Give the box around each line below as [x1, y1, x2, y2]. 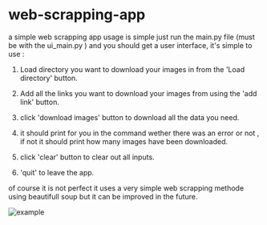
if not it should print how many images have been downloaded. [19, 136, 229, 146]
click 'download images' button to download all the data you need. [19, 112, 240, 122]
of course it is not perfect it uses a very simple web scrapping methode [8, 183, 245, 193]
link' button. [19, 97, 60, 106]
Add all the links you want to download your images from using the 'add [19, 88, 257, 98]
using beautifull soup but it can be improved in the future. [8, 191, 198, 201]
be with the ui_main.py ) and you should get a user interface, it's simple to [8, 40, 253, 50]
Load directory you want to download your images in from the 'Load [19, 64, 245, 74]
